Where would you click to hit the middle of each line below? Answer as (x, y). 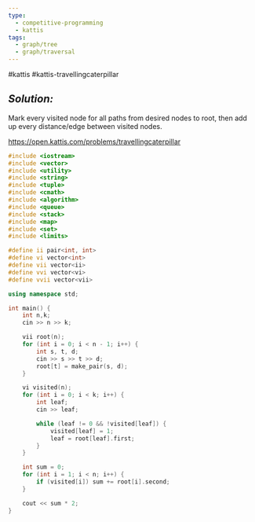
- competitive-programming (59, 23)
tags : (17, 37)
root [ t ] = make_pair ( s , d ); (82, 366)
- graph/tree (36, 45)
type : (17, 15)
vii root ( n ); (44, 337)
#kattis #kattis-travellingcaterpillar (64, 74)
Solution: (31, 99)
